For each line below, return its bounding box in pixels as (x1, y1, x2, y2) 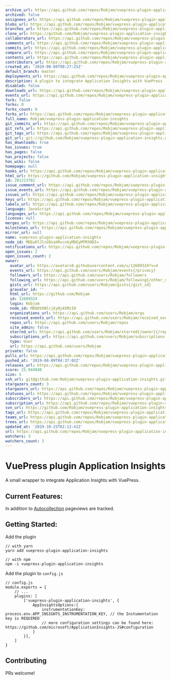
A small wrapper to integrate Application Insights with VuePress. (5, 477, 140, 483)
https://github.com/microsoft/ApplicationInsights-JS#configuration (5, 624, 154, 630)
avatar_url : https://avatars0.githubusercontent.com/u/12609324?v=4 (10, 263, 158, 268)
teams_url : (5, 415, 28, 420)
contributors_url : (5, 60, 44, 65)
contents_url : (5, 55, 36, 60)
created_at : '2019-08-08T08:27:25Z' (5, 64, 83, 69)
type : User (10, 339, 33, 344)
